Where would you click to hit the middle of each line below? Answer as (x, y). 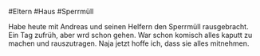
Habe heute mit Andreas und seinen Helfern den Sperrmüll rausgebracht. (128, 26)
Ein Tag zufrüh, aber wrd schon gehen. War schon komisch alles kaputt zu (130, 35)
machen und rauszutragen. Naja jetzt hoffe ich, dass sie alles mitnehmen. (129, 43)
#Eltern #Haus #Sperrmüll (51, 11)
